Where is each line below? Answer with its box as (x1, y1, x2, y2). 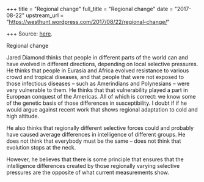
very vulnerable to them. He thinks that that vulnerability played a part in (6, 86, 188, 94)
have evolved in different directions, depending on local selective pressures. (6, 61, 199, 67)
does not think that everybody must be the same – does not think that (6, 137, 181, 145)
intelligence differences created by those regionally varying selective (6, 162, 180, 169)
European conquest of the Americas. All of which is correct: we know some (6, 93, 196, 100)
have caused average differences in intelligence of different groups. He (6, 131, 186, 138)
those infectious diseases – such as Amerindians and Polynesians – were (6, 80, 190, 87)
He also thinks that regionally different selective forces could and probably (6, 124, 194, 131)
